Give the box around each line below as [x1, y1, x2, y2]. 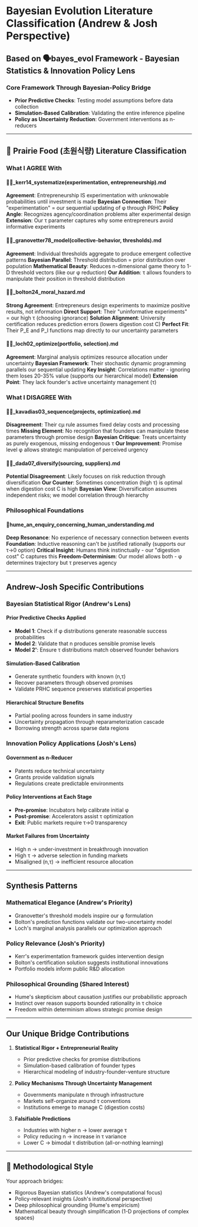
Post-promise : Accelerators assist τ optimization [14, 812, 134, 819]
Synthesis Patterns [6, 881, 78, 891]
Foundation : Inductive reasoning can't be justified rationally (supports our [6, 541, 186, 548]
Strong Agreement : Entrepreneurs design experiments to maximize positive [6, 301, 190, 308]
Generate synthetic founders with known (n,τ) [14, 673, 126, 680]
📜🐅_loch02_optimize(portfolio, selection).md [6, 340, 119, 347]
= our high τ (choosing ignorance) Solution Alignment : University [6, 314, 166, 321]
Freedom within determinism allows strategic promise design [14, 1006, 163, 1013]
